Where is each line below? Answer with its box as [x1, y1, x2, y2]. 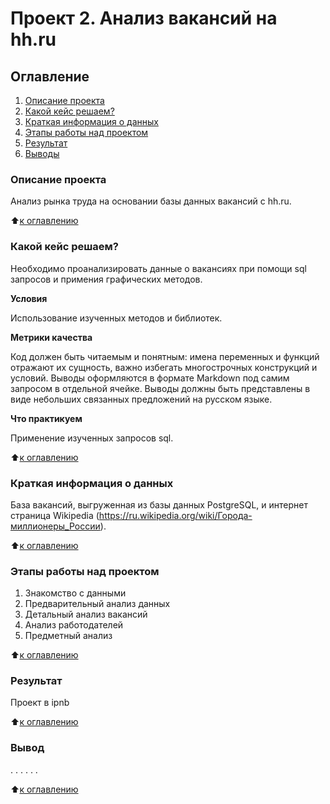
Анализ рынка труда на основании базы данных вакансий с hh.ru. [10, 195, 292, 207]
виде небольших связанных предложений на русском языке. [10, 393, 273, 405]
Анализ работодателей [24, 619, 124, 631]
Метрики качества [10, 331, 93, 343]
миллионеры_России [10, 520, 101, 532]
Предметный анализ [24, 630, 113, 642]
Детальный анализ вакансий [24, 608, 148, 621]
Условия [10, 292, 48, 304]
